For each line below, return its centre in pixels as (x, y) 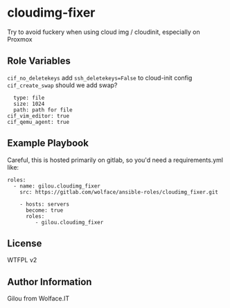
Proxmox (20, 39)
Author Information (50, 282)
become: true (44, 210)
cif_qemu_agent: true (38, 122)
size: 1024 (29, 104)
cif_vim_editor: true (38, 116)
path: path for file (43, 110)
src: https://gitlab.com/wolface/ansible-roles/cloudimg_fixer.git (119, 192)
